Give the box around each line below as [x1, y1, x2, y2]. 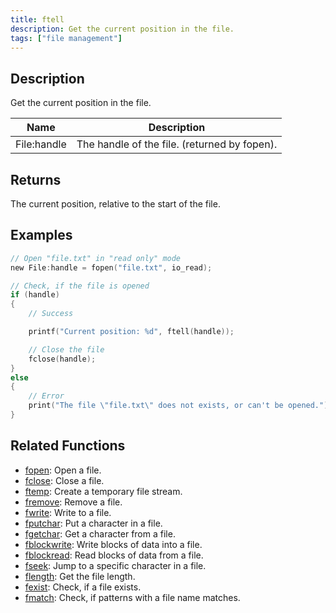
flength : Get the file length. [24, 570, 136, 582]
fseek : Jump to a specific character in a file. [24, 559, 207, 571]
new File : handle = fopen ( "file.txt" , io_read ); [10, 262, 213, 273]
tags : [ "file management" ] [10, 33, 123, 43]
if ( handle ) [10, 290, 60, 300]
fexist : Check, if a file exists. [24, 581, 142, 593]
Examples [10, 227, 73, 244]
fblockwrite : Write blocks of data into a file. [24, 538, 203, 550]
